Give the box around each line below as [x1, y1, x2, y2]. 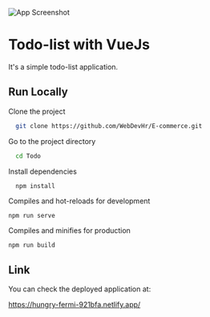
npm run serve [8, 212, 56, 220]
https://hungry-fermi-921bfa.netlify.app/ [8, 300, 141, 310]
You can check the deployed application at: [8, 284, 151, 294]
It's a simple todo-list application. [8, 62, 119, 71]
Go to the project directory [8, 136, 96, 146]
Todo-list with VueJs [8, 36, 151, 54]
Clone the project [8, 106, 66, 116]
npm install [15, 182, 56, 190]
